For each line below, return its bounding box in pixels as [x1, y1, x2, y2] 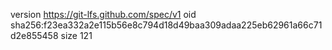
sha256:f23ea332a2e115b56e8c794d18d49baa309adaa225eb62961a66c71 [10, 19, 323, 31]
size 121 [60, 30, 93, 41]
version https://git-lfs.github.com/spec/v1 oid [10, 9, 197, 20]
